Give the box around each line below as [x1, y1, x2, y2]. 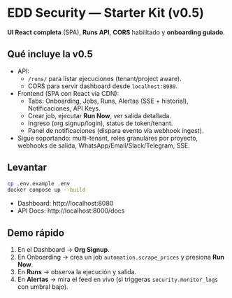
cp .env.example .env [7, 180, 71, 187]
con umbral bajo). [17, 283, 68, 291]
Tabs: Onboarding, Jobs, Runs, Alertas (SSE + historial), [27, 97, 189, 105]
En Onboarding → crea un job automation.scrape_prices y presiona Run [17, 253, 225, 262]
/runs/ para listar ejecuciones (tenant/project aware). [27, 74, 182, 83]
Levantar [7, 162, 48, 173]
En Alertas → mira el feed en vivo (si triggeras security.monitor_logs [17, 275, 219, 284]
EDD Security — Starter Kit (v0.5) [7, 5, 205, 21]
